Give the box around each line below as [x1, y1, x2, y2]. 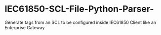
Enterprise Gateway [4, 24, 45, 30]
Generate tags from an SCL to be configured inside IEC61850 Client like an [4, 19, 157, 25]
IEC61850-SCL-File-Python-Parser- [4, 3, 154, 15]
